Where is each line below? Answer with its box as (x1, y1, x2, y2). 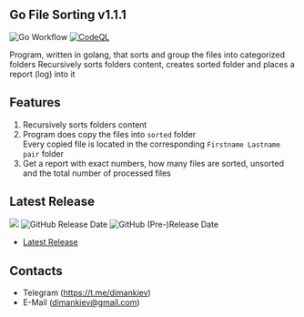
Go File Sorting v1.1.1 (9, 7, 127, 23)
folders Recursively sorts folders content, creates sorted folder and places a (9, 58, 296, 69)
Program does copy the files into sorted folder (22, 128, 197, 139)
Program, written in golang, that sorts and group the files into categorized (9, 49, 285, 60)
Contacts (9, 263, 64, 279)
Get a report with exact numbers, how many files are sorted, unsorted (22, 158, 285, 169)
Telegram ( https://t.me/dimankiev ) (22, 287, 152, 299)
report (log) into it (9, 68, 76, 79)
